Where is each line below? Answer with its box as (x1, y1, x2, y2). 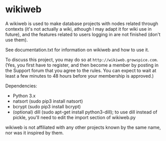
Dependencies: (5, 83, 37, 89)
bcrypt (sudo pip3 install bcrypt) (12, 103, 81, 109)
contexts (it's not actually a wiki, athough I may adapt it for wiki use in (5, 26, 152, 32)
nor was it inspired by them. (5, 129, 64, 136)
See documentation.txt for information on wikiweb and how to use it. (5, 46, 150, 53)
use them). (5, 37, 28, 43)
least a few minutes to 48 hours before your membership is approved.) (5, 73, 154, 79)
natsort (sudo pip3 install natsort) (12, 98, 83, 104)
